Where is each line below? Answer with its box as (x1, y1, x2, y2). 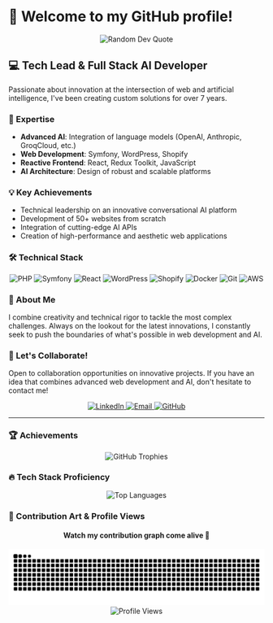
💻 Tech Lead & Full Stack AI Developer (8, 59, 208, 72)
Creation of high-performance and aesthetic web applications (19, 231, 227, 241)
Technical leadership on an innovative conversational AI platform (19, 205, 237, 215)
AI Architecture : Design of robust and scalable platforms (19, 167, 211, 176)
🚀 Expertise (8, 113, 55, 124)
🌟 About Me (8, 294, 56, 305)
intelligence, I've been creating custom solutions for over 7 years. (8, 93, 227, 102)
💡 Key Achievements (8, 186, 93, 198)
